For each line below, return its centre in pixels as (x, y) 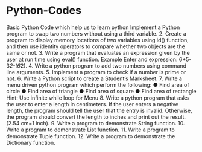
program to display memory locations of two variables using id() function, (97, 40)
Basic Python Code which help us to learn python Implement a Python (93, 27)
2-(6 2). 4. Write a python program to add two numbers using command (98, 65)
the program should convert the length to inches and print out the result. (96, 117)
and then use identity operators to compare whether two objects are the (96, 46)
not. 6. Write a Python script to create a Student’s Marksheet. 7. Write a (94, 78)
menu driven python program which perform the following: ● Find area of (98, 84)
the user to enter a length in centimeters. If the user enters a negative (93, 104)
